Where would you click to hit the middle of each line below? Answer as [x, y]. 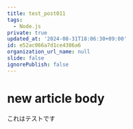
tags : [15, 20]
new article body [56, 98]
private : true [27, 33]
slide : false [26, 58]
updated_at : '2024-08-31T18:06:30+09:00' [67, 39]
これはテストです [31, 118]
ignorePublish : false [38, 64]
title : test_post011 [37, 13]
